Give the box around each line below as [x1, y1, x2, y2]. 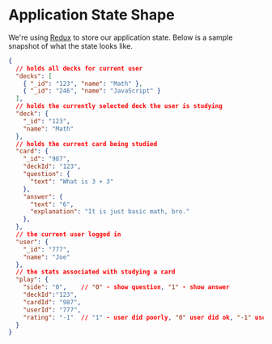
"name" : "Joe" [23, 253, 70, 261]
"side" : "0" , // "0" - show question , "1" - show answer [23, 283, 230, 291]
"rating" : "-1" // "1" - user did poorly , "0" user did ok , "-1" [23, 313, 252, 321]
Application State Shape [8, 6, 176, 24]
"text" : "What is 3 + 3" [29, 177, 114, 186]
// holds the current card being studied [15, 140, 158, 148]
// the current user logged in [15, 230, 121, 239]
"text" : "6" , [29, 200, 74, 209]
